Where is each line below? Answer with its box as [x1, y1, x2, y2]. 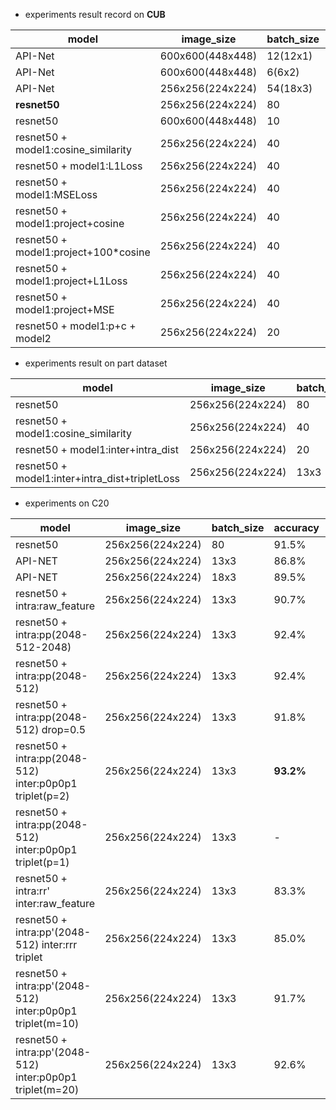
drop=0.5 [41, 723, 87, 736]
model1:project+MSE [15, 303, 115, 316]
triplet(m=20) [15, 1083, 80, 1096]
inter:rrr [41, 938, 78, 951]
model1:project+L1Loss [15, 274, 128, 288]
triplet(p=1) [15, 855, 70, 869]
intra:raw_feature [15, 599, 95, 613]
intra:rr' [15, 884, 50, 898]
